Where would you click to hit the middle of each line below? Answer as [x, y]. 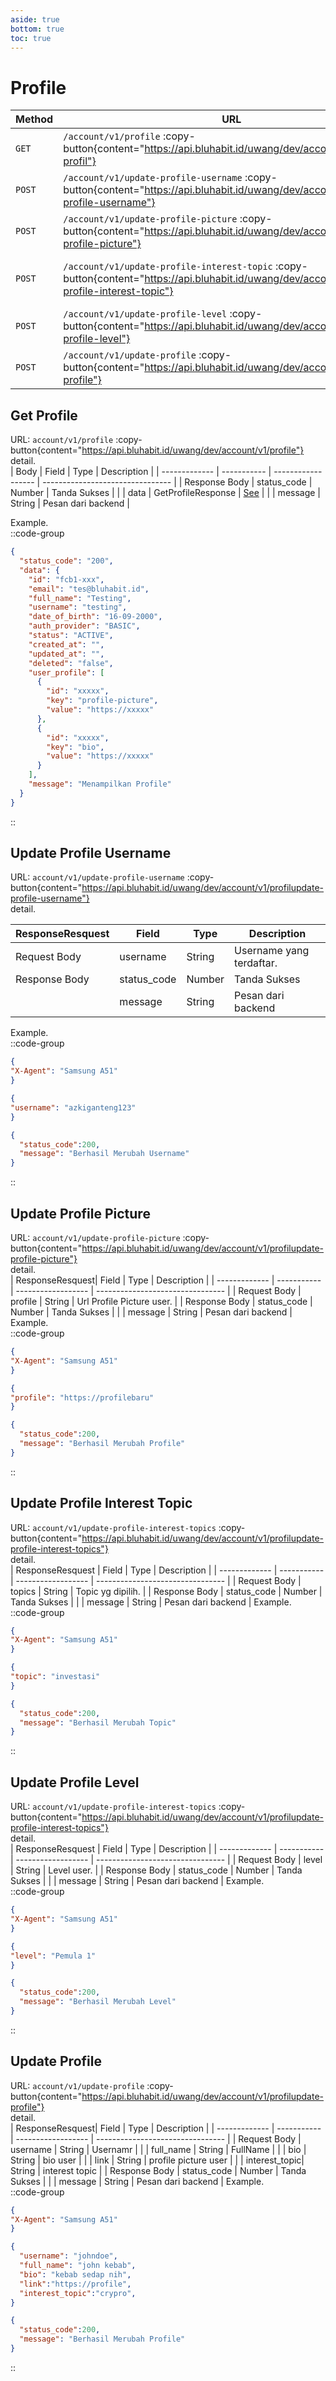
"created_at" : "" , [66, 644]
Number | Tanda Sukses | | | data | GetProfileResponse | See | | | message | [166, 493]
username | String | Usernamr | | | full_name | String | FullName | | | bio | [158, 2149]
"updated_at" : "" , [66, 654]
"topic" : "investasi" [55, 1677]
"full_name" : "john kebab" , [78, 2266]
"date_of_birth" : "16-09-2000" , [95, 617]
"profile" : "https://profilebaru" [82, 1397]
